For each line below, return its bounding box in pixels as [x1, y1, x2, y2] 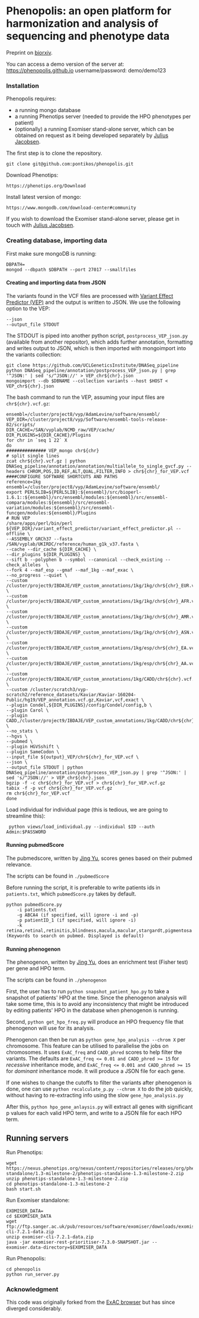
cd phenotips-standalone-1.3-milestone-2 [6, 1181, 110, 1187]
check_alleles [6, 562, 41, 568]
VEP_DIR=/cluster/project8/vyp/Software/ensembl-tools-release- [6, 417, 168, 423]
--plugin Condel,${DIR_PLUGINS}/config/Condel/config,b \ [6, 702, 152, 708]
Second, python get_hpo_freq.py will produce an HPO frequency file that [6, 1018, 184, 1025]
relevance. [6, 860, 32, 868]
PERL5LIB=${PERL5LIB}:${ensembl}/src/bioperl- [24, 489, 142, 495]
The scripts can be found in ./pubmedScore [6, 872, 110, 879]
